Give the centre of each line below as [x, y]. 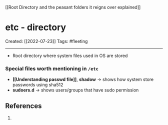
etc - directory [36, 27]
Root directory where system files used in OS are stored [70, 55]
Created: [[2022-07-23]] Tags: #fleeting [46, 41]
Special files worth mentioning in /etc [52, 68]
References [23, 106]
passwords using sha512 [38, 85]
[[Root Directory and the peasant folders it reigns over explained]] [73, 7]
